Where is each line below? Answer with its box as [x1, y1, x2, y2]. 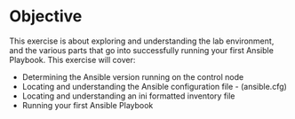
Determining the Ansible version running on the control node [21, 71, 244, 82]
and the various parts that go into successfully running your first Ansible [9, 44, 274, 55]
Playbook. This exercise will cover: [9, 54, 136, 65]
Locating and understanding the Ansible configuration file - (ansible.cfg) [21, 81, 287, 91]
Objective [9, 6, 83, 27]
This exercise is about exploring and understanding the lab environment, [9, 36, 275, 46]
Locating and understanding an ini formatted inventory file [21, 91, 235, 101]
